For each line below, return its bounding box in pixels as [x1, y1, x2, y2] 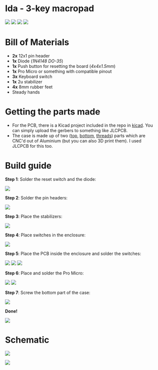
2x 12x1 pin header [12, 53, 50, 58]
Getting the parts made [5, 106, 101, 117]
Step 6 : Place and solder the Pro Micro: [5, 270, 84, 276]
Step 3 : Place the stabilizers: [5, 213, 62, 219]
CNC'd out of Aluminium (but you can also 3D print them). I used [12, 137, 142, 144]
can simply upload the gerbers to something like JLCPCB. [12, 127, 128, 133]
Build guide [5, 160, 52, 171]
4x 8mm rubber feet [12, 84, 53, 90]
